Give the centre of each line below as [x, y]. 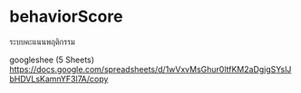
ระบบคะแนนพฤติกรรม [42, 42]
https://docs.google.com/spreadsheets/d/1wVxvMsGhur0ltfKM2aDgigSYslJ [150, 69]
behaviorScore [66, 17]
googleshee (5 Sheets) [52, 60]
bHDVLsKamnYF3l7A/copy [59, 79]
